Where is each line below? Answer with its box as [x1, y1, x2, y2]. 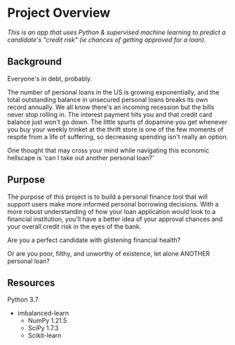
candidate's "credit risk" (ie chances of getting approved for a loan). [7, 35, 206, 43]
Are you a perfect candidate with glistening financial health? [7, 236, 181, 244]
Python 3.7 [7, 295, 39, 304]
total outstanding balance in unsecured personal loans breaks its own [7, 95, 208, 104]
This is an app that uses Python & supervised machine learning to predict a [7, 28, 226, 36]
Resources [7, 276, 55, 288]
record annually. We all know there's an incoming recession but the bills [7, 103, 215, 111]
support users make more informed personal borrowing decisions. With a [7, 199, 219, 208]
